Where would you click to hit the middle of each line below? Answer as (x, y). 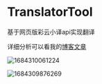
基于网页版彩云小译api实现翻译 (51, 32)
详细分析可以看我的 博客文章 (47, 46)
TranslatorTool (50, 12)
